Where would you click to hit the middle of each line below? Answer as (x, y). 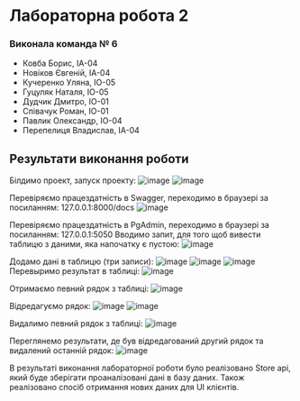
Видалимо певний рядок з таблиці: (76, 324)
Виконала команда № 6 (64, 44)
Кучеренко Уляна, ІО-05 (69, 83)
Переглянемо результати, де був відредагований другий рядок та (136, 341)
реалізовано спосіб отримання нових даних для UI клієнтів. (124, 387)
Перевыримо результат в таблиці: (75, 271)
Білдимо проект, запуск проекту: (73, 180)
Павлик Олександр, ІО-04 (73, 121)
